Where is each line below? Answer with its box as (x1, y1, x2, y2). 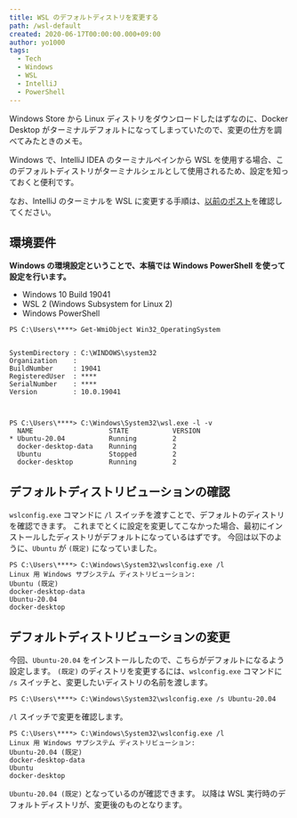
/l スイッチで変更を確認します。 (9, 711, 128, 722)
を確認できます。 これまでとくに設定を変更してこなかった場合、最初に (9, 521, 268, 531)
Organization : (9, 357, 77, 366)
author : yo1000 (9, 37, 66, 47)
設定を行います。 (9, 271, 71, 282)
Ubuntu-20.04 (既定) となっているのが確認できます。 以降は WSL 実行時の (9, 788, 278, 798)
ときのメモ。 (39, 135, 87, 146)
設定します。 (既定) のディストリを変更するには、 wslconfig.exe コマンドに (9, 665, 283, 676)
